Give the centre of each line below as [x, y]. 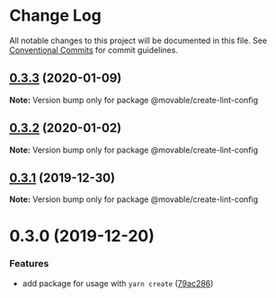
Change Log [55, 16]
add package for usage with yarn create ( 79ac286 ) [118, 283]
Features [29, 264]
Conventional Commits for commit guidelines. [93, 49]
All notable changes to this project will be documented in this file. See [138, 40]
